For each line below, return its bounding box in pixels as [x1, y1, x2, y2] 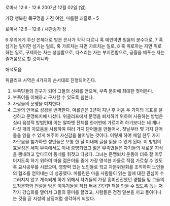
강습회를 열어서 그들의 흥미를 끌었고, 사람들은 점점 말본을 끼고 [22, 189, 144, 195]
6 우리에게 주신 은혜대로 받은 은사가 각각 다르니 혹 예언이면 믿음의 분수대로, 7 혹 [5, 37, 163, 43]
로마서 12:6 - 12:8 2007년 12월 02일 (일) [5, 5, 86, 10]
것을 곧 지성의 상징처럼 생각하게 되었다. [18, 195, 95, 201]
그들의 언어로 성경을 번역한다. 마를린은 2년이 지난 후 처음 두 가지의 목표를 [12, 107, 157, 113]
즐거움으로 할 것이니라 [5, 56, 49, 62]
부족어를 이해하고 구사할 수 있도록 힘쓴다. [12, 94, 94, 100]
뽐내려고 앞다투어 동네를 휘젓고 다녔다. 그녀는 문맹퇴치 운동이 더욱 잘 [18, 151, 154, 157]
